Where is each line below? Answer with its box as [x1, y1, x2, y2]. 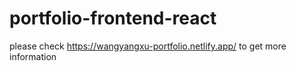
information [9, 50, 57, 62]
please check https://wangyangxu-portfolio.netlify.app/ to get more [9, 40, 287, 52]
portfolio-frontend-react [9, 7, 217, 30]
